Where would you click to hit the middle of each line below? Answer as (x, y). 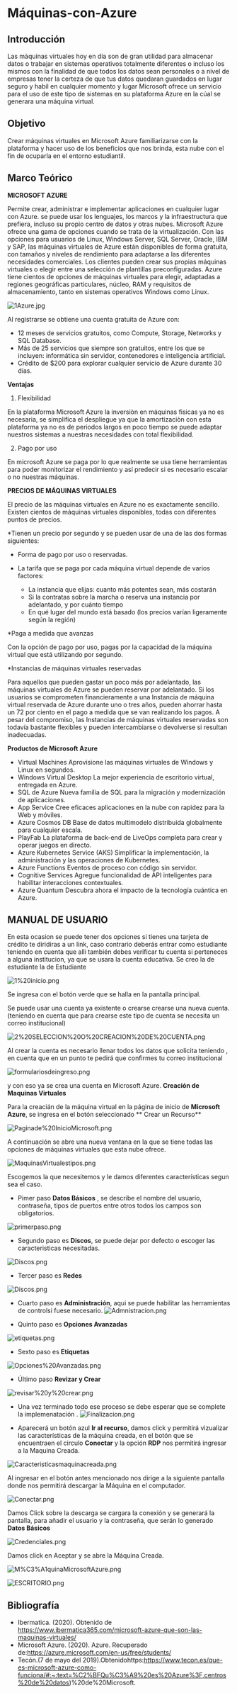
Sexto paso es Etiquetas (53, 1352)
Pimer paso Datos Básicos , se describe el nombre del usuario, (109, 1198)
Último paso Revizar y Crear (59, 1379)
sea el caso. (25, 1184)
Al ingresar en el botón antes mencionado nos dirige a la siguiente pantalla (116, 1478)
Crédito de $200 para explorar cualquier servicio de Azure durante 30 (120, 363)
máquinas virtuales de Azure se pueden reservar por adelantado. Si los (111, 690)
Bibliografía (34, 1605)
